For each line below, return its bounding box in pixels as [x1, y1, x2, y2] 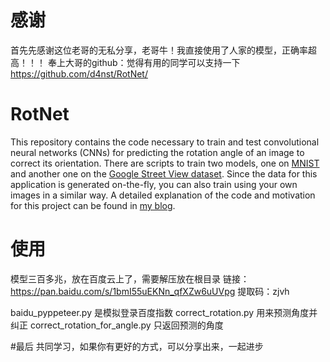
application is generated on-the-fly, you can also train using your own [10, 178, 298, 190]
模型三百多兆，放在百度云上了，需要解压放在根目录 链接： [10, 272, 250, 285]
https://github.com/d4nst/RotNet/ [10, 67, 148, 80]
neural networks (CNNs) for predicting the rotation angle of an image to [10, 146, 305, 158]
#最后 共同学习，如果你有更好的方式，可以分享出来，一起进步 [10, 340, 264, 352]
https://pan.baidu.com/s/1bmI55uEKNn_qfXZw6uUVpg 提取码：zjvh [10, 285, 290, 297]
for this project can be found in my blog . [10, 199, 176, 211]
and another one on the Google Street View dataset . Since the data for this [10, 167, 318, 180]
